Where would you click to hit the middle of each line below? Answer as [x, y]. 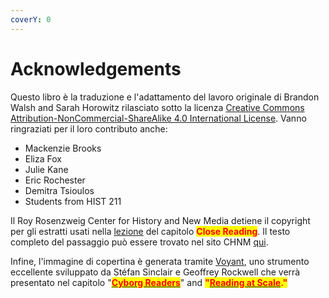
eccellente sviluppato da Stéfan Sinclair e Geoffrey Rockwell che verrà [155, 272]
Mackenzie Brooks [63, 148]
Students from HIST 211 [73, 201]
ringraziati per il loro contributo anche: [89, 128]
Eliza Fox [43, 158]
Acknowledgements [96, 68]
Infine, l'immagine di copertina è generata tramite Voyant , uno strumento [160, 261]
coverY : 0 [31, 19]
